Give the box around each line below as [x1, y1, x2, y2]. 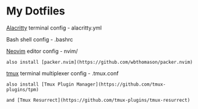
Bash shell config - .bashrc [6, 36, 74, 43]
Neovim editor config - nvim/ [6, 47, 78, 55]
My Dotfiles [6, 4, 65, 18]
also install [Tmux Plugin [6, 81, 74, 87]
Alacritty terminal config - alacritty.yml [6, 24, 102, 31]
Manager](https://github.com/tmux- [76, 81, 166, 87]
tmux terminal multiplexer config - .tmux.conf [6, 69, 119, 76]
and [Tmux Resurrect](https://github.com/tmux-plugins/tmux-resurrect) [6, 97, 190, 103]
